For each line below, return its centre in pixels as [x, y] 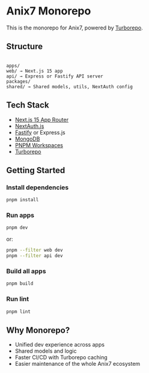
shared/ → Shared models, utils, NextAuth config [70, 86]
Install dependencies [38, 187]
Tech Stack [28, 105]
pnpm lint [19, 311]
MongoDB [27, 139]
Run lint [18, 299]
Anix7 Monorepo [49, 11]
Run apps [20, 216]
